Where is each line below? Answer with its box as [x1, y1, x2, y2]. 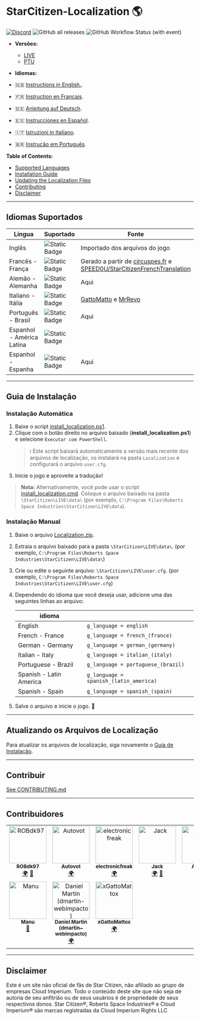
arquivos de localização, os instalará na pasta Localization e [29, 454, 180, 462]
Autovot [61, 863, 81, 870]
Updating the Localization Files [14, 176, 91, 184]
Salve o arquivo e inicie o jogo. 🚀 [14, 702, 95, 710]
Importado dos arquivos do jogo [80, 244, 170, 252]
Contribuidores [6, 808, 64, 819]
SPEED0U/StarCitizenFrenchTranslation [80, 265, 191, 273]
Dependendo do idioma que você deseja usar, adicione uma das [14, 591, 173, 598]
